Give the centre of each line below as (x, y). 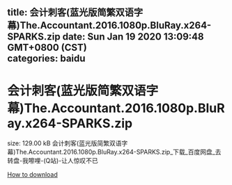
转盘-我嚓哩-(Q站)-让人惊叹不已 (53, 161)
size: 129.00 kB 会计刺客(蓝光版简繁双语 (64, 143)
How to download (32, 175)
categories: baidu (46, 59)
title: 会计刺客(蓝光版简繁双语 (71, 13)
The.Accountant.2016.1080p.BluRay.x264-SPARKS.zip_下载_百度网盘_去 (118, 152)
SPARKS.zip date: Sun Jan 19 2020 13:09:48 (106, 37)
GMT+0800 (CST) (47, 48)
